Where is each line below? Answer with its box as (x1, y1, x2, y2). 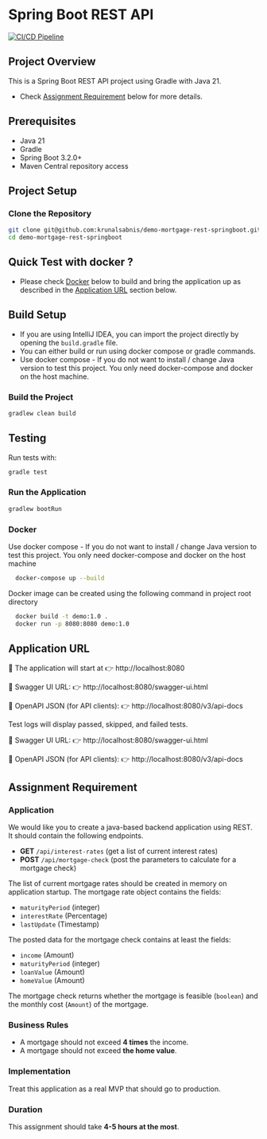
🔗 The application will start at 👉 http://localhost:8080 (8, 663, 185, 673)
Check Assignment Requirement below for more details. (19, 92, 203, 101)
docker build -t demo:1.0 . (15, 612, 109, 620)
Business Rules (8, 1020, 69, 1030)
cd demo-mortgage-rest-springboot (8, 233, 123, 242)
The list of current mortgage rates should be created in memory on (8, 879, 228, 888)
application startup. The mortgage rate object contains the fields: (8, 887, 222, 897)
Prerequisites (8, 115, 76, 128)
